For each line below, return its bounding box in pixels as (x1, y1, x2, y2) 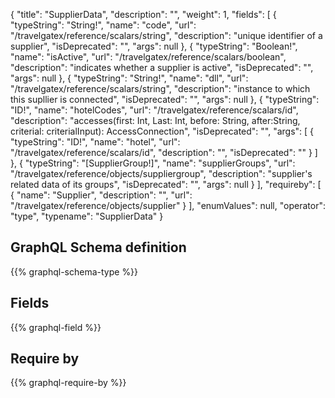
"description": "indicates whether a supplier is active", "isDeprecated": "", (10, 62, 314, 73)
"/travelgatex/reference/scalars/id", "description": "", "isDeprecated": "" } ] (10, 147, 318, 158)
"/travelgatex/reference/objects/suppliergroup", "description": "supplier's (10, 168, 313, 179)
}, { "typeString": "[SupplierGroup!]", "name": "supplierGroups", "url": (10, 157, 296, 169)
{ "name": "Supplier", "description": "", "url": (10, 189, 193, 201)
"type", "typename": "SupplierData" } (10, 210, 164, 222)
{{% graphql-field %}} (10, 321, 102, 333)
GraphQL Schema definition (10, 239, 187, 256)
